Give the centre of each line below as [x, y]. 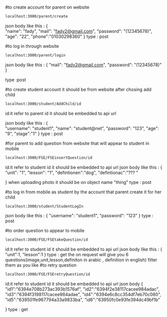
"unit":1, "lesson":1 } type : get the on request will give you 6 [67, 255]
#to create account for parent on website [47, 7]
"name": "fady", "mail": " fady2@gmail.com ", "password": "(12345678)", [79, 31]
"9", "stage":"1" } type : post [34, 134]
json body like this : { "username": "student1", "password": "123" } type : [79, 216]
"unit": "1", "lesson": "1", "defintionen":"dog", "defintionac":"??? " [72, 172]
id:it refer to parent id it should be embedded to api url [61, 113]
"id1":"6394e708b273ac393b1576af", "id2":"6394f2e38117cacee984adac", [82, 289]
